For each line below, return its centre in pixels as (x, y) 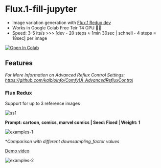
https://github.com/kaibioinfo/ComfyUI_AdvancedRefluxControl (69, 80)
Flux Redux (19, 93)
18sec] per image (30, 38)
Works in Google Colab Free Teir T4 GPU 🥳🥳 (57, 27)
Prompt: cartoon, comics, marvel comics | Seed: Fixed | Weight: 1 (73, 122)
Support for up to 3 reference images (43, 103)
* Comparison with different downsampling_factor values (62, 142)
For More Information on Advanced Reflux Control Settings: (65, 75)
